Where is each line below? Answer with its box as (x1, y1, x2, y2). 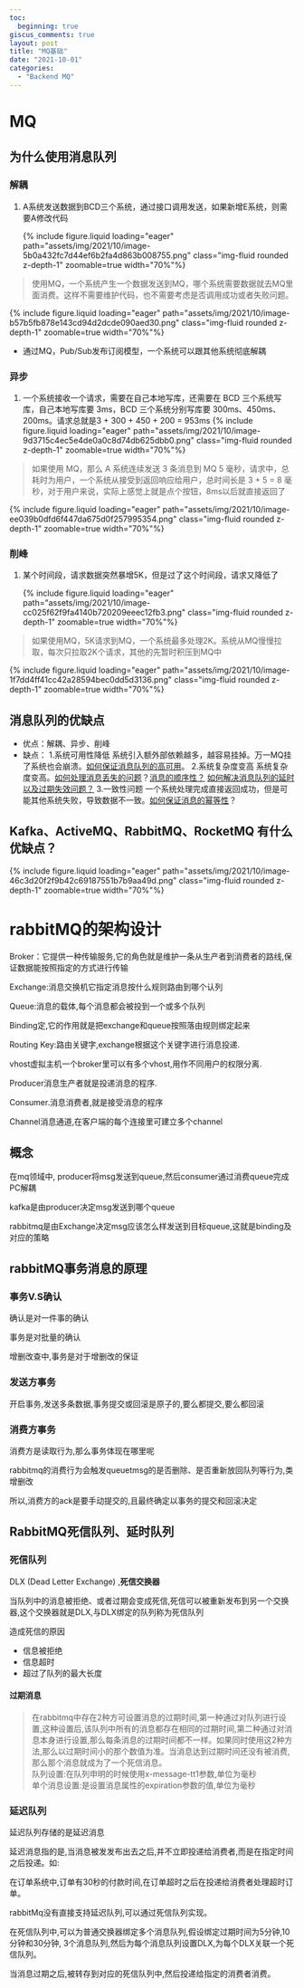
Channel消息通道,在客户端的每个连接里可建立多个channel (9, 1115, 223, 1127)
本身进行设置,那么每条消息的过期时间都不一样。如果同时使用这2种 (39, 1735, 285, 1745)
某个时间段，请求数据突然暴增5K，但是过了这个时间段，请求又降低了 (22, 569, 279, 580)
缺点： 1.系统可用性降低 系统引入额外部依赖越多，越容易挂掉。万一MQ (22, 750, 284, 760)
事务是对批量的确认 (9, 1332, 81, 1343)
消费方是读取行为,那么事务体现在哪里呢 (9, 1445, 156, 1456)
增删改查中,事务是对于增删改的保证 (9, 1351, 139, 1362)
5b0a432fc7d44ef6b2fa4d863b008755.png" (22, 250, 192, 261)
